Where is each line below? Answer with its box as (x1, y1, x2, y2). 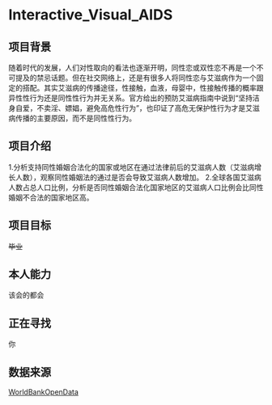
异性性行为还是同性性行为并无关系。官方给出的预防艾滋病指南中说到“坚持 (8, 93, 253, 103)
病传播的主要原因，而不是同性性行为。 (8, 113, 136, 123)
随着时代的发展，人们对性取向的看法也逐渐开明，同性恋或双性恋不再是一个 (8, 63, 257, 72)
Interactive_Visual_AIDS (8, 6, 173, 24)
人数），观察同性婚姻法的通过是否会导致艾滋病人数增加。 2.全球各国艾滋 (15, 172, 255, 182)
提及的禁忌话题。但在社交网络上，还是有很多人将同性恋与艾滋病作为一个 (15, 73, 257, 82)
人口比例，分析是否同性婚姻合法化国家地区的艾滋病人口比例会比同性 (36, 182, 264, 192)
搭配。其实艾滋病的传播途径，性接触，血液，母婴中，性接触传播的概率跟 (22, 83, 264, 92)
